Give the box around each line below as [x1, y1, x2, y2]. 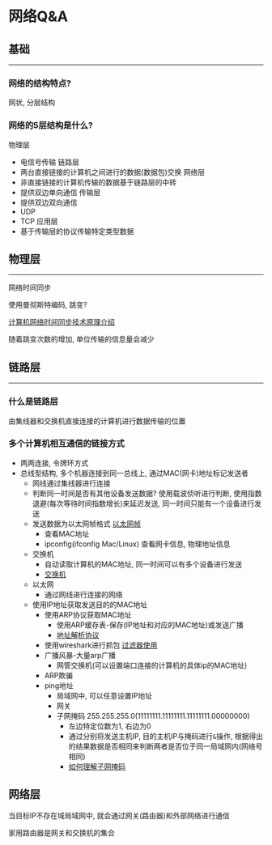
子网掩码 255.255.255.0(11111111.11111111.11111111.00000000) [56, 711, 250, 720]
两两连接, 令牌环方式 [19, 458, 89, 468]
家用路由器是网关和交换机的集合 [8, 827, 115, 838]
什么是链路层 [8, 396, 59, 407]
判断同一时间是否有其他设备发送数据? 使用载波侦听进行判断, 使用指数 [32, 488, 262, 498]
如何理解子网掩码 [68, 762, 125, 771]
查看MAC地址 [44, 529, 90, 538]
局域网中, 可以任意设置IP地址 [56, 690, 152, 700]
